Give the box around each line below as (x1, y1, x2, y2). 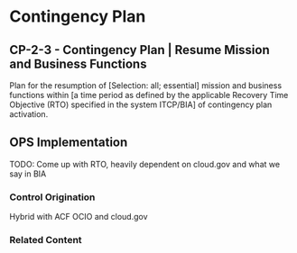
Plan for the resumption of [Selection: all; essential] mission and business (9, 80, 283, 91)
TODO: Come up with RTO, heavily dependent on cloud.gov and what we (9, 158, 281, 169)
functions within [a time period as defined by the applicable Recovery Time (9, 90, 289, 100)
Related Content (9, 234, 83, 247)
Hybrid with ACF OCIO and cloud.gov (9, 212, 148, 222)
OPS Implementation (9, 135, 128, 150)
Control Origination (9, 191, 96, 203)
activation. (9, 109, 49, 119)
